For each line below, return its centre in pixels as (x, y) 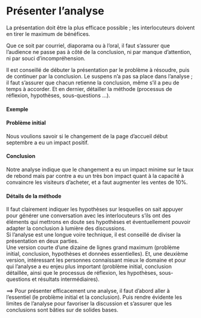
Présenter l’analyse (55, 11)
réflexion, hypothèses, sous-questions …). (58, 95)
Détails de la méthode (34, 196)
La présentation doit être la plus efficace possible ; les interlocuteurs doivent (100, 28)
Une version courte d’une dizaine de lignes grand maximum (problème (93, 247)
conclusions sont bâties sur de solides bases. (62, 310)
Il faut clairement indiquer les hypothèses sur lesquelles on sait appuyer (95, 209)
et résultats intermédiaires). (66, 279)
